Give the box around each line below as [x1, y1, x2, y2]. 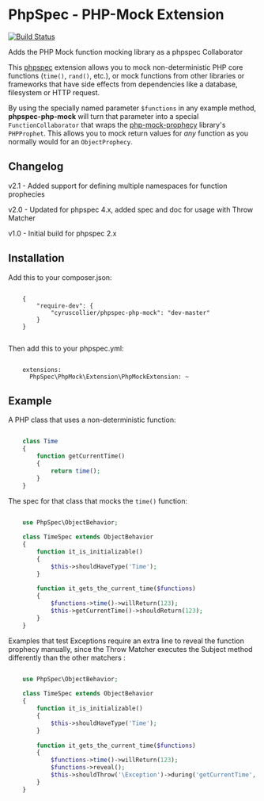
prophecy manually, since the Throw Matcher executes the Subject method [8, 644, 253, 653]
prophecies [8, 189, 45, 199]
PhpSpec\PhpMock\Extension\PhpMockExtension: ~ [28, 373, 190, 381]
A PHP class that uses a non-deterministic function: [8, 415, 176, 425]
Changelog [8, 160, 64, 174]
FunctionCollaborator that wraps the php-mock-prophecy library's [8, 120, 226, 129]
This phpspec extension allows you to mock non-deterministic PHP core [8, 62, 243, 72]
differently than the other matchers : [8, 653, 126, 662]
